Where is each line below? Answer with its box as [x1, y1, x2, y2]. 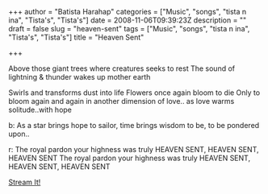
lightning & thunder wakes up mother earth [8, 72, 151, 81]
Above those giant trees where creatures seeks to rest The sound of [8, 64, 236, 73]
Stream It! [8, 177, 41, 187]
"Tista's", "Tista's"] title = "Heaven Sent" [8, 32, 144, 42]
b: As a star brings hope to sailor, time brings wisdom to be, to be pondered [8, 121, 260, 130]
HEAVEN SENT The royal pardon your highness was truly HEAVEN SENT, [8, 153, 251, 163]
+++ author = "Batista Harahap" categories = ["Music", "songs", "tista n [8, 7, 247, 16]
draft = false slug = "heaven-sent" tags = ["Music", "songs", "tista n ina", [8, 24, 250, 33]
